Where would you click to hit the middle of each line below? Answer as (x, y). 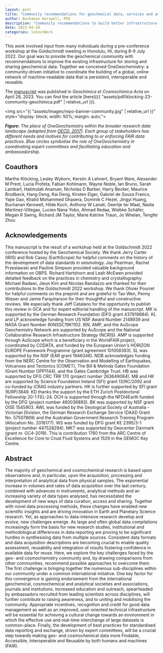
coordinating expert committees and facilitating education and (68, 147)
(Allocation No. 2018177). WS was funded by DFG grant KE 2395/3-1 (73, 423)
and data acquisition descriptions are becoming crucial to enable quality (77, 543)
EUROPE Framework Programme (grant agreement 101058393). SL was (76, 350)
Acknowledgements (36, 236)
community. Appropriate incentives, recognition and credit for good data (77, 605)
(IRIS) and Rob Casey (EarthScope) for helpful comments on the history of (79, 257)
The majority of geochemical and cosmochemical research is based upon (79, 470)
